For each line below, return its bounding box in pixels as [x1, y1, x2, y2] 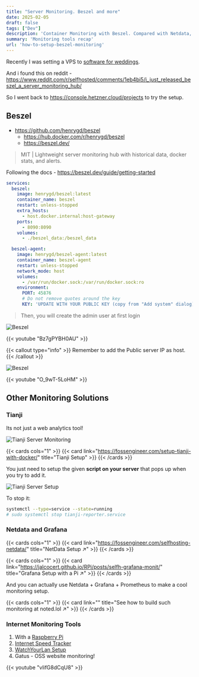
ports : [17, 219, 33, 224]
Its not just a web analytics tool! [6, 424, 84, 431]
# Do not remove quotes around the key [21, 296, 120, 302]
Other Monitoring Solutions [6, 393, 109, 403]
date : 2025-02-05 [6, 14, 49, 20]
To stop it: [6, 494, 31, 502]
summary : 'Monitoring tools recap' [6, 36, 94, 42]
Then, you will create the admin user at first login [20, 312, 140, 319]
